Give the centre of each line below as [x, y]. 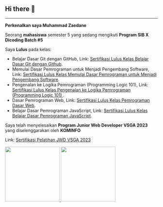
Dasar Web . [24, 105]
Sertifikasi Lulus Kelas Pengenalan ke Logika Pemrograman [71, 90]
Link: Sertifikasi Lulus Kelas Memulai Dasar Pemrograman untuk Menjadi [84, 74]
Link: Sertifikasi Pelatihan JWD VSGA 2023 [48, 140]
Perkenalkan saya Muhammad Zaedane [46, 25]
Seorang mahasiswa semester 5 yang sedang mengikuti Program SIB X [77, 35]
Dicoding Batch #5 [24, 40]
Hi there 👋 [20, 9]
